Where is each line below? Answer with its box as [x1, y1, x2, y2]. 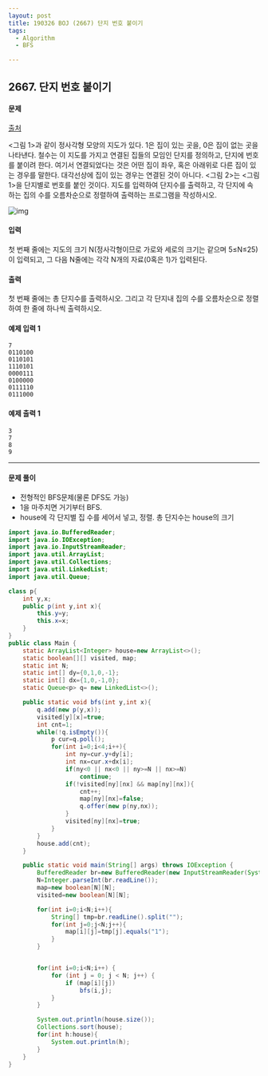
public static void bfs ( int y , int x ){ [22, 699, 152, 707]
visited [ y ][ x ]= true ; [37, 713, 105, 721]
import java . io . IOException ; [8, 536, 105, 544]
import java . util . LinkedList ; [8, 565, 109, 574]
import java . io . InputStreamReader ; [8, 543, 127, 552]
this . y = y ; [37, 609, 69, 618]
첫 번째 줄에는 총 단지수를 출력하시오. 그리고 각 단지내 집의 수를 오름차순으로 [8, 293, 245, 304]
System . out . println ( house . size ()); [37, 1016, 156, 1024]
